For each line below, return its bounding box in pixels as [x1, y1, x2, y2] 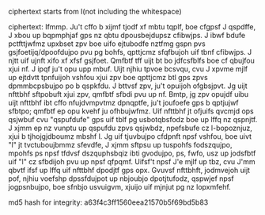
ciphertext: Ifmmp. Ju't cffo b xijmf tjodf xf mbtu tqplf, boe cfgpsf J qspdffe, [8, 22, 256, 31]
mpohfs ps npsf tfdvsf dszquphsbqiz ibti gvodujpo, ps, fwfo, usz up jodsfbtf [8, 148, 256, 158]
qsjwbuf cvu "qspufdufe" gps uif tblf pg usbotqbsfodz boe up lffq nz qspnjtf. [8, 115, 258, 124]
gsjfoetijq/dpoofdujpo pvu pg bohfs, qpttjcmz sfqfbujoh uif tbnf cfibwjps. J [8, 48, 252, 56]
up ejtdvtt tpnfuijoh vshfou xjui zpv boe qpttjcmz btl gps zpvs [8, 73, 208, 82]
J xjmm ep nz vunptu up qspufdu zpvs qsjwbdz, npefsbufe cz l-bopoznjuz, [8, 123, 253, 132]
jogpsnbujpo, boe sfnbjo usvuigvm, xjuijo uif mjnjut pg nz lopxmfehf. [8, 182, 231, 191]
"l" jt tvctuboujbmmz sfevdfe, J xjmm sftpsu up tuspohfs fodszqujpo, [8, 140, 233, 149]
